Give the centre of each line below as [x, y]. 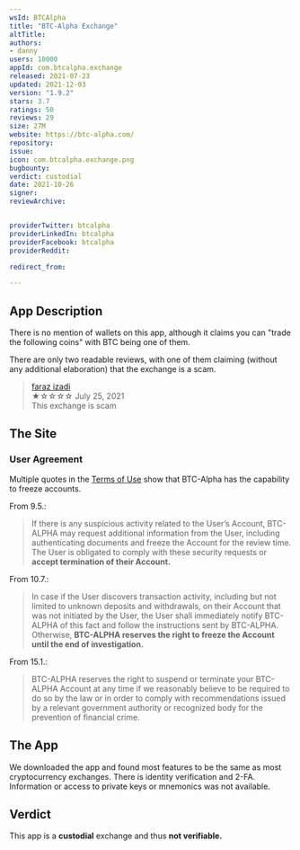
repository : [31, 143]
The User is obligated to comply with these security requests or [149, 552]
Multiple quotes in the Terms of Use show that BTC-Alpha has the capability [150, 479]
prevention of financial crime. [86, 717]
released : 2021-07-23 [50, 76]
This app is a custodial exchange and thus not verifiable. [116, 836]
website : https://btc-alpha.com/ [72, 135]
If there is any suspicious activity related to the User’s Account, [148, 523]
